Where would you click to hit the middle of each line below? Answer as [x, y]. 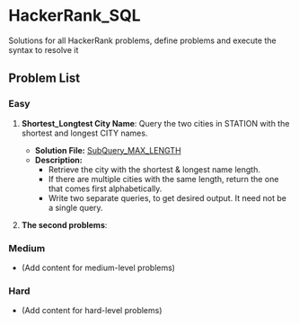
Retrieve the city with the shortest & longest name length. [154, 169]
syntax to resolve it [44, 49]
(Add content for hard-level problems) [92, 311]
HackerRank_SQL [75, 16]
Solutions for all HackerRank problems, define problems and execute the [142, 40]
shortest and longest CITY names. [84, 133]
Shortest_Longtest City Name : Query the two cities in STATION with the [155, 123]
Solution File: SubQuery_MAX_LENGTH [108, 150]
